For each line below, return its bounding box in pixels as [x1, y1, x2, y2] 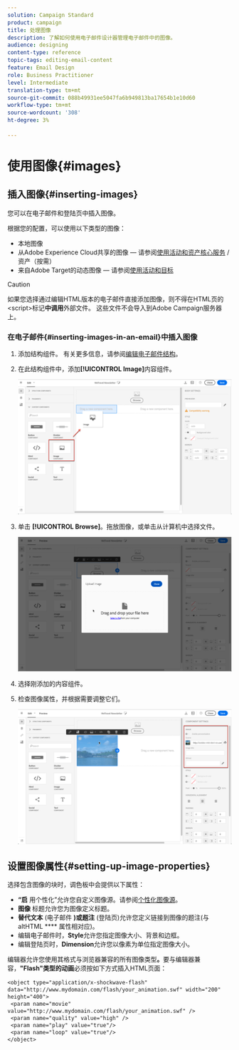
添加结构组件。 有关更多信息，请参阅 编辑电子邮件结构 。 [17, 350, 182, 358]
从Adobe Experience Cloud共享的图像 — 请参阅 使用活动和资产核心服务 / [17, 248, 230, 256]
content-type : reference [7, 49, 81, 56]
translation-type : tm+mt [7, 86, 81, 94]
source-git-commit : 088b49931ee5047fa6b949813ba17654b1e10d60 [7, 94, 196, 101]
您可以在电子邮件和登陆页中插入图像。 [7, 209, 119, 217]
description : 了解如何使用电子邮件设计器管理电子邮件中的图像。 [7, 34, 176, 41]
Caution [7, 280, 31, 289]
